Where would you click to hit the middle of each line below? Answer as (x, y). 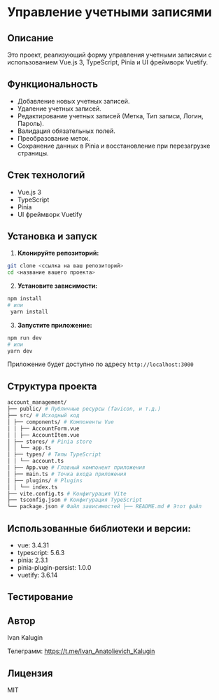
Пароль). (30, 123)
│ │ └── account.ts (36, 461)
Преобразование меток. (54, 138)
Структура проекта (52, 386)
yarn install (29, 311)
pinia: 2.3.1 (33, 560)
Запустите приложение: (55, 325)
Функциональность (53, 84)
